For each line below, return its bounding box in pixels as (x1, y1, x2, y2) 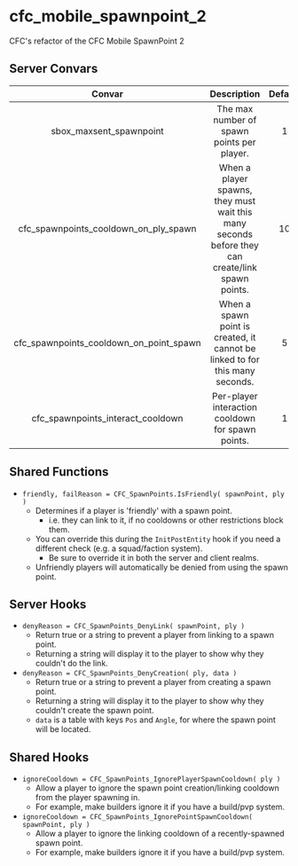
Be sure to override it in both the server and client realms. (48, 552, 259, 563)
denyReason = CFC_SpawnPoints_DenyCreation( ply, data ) (21, 669, 238, 678)
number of (212, 114, 257, 126)
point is (219, 319, 251, 332)
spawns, (216, 184, 253, 196)
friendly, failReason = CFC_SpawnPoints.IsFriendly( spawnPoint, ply (21, 490, 286, 499)
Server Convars (9, 61, 98, 76)
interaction (212, 401, 257, 413)
